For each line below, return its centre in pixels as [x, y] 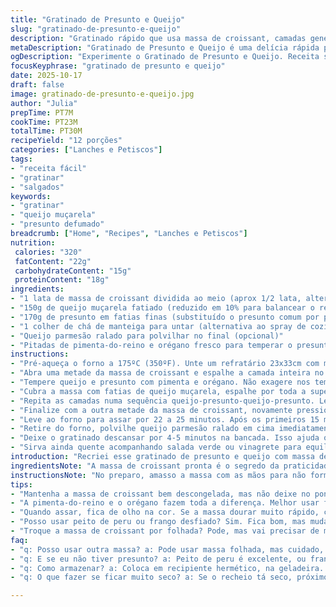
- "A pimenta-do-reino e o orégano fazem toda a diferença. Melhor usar [165, 503]
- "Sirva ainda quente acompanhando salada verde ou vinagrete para [156, 447]
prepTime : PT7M [42, 112]
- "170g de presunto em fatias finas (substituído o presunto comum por [165, 317]
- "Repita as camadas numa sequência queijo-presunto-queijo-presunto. [162, 401]
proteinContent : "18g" [62, 280]
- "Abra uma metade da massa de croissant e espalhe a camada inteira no [167, 373]
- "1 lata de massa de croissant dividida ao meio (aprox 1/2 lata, [156, 299]
